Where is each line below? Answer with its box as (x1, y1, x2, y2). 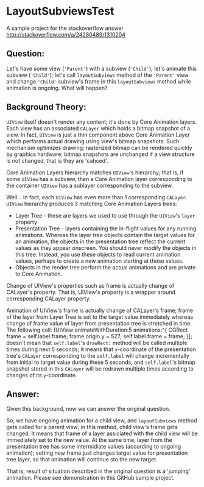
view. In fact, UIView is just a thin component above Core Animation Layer (6, 131, 190, 138)
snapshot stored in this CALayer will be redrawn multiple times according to (6, 364, 194, 372)
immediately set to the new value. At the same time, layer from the (6, 436, 172, 444)
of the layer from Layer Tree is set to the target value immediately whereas (6, 313, 194, 321)
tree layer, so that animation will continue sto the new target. (6, 456, 158, 463)
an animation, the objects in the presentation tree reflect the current (15, 238, 186, 245)
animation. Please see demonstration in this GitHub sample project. (6, 474, 175, 482)
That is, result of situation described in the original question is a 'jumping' (6, 467, 191, 475)
